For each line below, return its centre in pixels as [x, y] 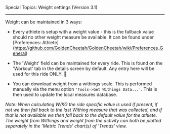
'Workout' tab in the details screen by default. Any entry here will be [83, 69]
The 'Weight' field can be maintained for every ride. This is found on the [88, 63]
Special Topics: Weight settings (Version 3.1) [51, 7]
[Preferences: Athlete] [36, 42]
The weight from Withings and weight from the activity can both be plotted [83, 121]
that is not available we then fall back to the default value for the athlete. [81, 115]
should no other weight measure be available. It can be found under [83, 37]
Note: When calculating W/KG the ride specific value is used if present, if [81, 104]
